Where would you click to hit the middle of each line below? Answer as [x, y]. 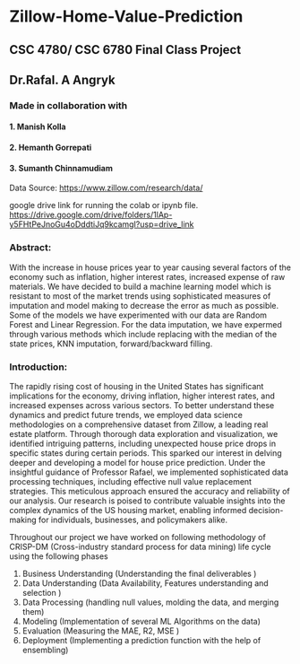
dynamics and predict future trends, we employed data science [126, 415]
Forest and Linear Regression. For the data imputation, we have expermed [146, 324]
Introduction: [39, 367]
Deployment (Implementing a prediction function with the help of [141, 640]
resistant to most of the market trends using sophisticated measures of [140, 296]
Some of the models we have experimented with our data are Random [138, 315]
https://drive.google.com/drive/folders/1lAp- [91, 215]
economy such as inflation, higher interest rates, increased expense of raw [147, 276]
